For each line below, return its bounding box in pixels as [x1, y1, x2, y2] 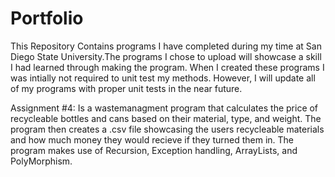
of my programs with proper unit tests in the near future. [10, 82, 243, 94]
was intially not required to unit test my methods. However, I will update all [10, 72, 316, 84]
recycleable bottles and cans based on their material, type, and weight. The [10, 112, 322, 124]
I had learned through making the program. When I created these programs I [10, 61, 325, 73]
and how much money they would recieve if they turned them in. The [10, 133, 295, 146]
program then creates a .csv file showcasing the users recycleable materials [10, 123, 325, 135]
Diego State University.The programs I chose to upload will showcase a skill [10, 50, 322, 62]
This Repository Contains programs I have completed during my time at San [10, 40, 322, 52]
